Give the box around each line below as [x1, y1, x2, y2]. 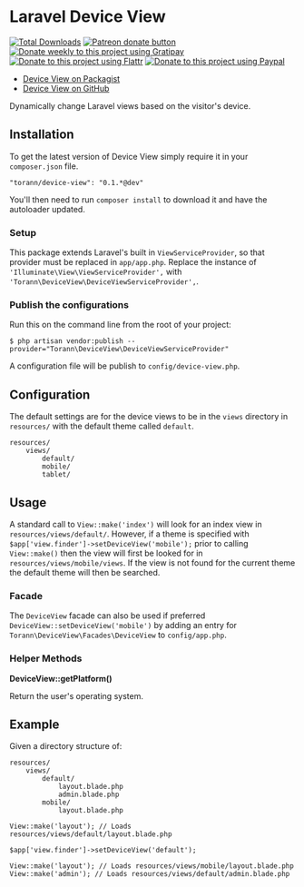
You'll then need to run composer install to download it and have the [9, 193, 268, 205]
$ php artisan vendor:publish [9, 337, 124, 346]
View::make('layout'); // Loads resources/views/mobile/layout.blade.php [9, 862, 295, 871]
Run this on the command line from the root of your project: [9, 320, 231, 330]
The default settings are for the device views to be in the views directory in [9, 411, 289, 422]
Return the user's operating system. [9, 690, 143, 701]
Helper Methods [9, 652, 83, 665]
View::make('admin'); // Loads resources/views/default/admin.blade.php [9, 870, 290, 879]
